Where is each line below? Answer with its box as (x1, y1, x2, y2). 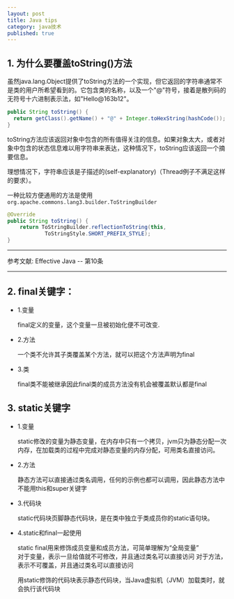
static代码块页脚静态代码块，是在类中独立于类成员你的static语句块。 (17, 514, 214, 522)
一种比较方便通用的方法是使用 (7, 191, 93, 199)
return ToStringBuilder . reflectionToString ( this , (19, 224, 167, 231)
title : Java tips (7, 17, 58, 24)
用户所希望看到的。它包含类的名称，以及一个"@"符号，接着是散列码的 (25, 86, 226, 94)
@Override (7, 211, 36, 218)
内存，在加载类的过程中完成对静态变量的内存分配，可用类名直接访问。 (17, 445, 219, 454)
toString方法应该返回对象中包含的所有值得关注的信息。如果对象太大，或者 (7, 135, 219, 143)
